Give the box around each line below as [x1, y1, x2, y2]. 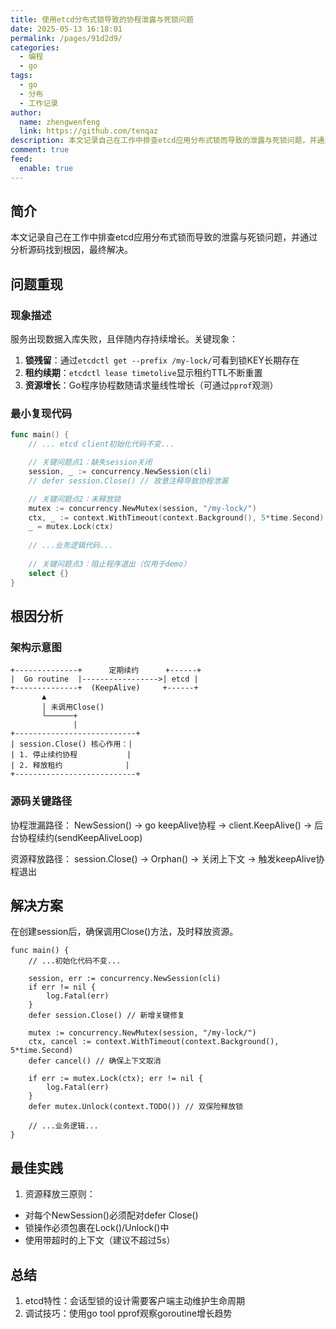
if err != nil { [28, 982, 97, 993]
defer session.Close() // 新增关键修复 [28, 1011, 185, 1021]
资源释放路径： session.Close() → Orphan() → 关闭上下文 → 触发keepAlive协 [10, 852, 325, 865]
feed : [10, 154, 33, 164]
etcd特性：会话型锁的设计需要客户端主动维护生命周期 [24, 1294, 245, 1306]
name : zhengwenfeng [19, 117, 101, 127]
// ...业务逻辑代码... [28, 541, 114, 551]
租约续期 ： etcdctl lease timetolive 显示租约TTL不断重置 [24, 367, 263, 379]
